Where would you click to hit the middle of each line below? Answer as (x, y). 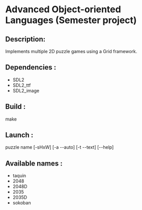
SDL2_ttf (22, 85)
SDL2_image (26, 90)
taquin (19, 176)
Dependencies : (31, 67)
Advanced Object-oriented (63, 9)
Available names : (34, 163)
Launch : (19, 135)
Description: (25, 39)
